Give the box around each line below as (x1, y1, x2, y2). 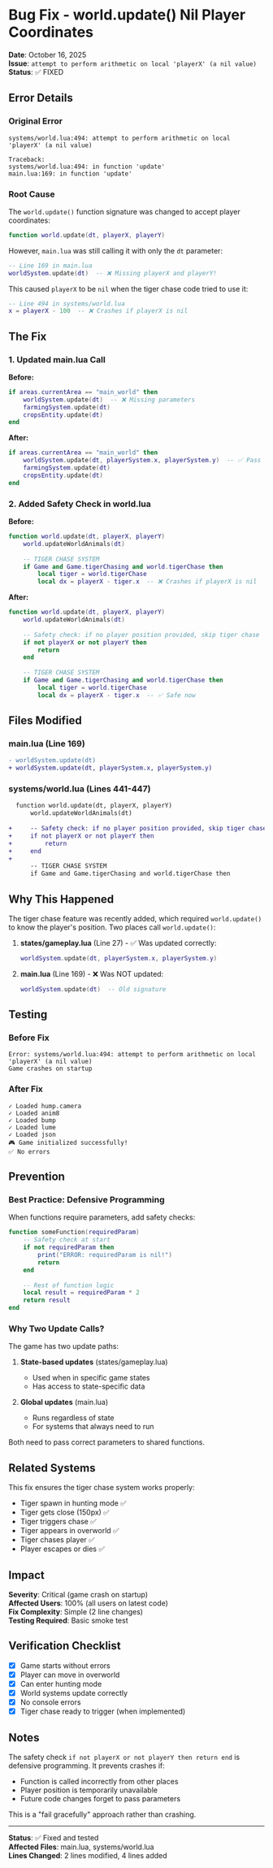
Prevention (8, 1170, 65, 1184)
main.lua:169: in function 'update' (8, 169, 132, 178)
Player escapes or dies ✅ (19, 1544, 106, 1554)
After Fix (8, 1083, 43, 1094)
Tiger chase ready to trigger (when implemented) (19, 1706, 186, 1716)
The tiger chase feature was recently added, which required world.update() (8, 913, 262, 923)
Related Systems (8, 1461, 96, 1475)
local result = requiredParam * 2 (23, 1289, 140, 1297)
